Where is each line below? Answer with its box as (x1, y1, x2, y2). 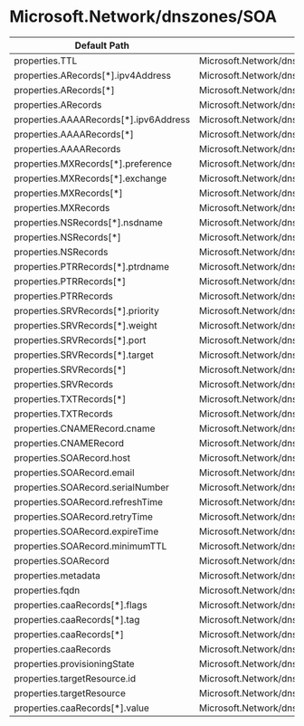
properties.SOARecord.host (14, 451, 131, 463)
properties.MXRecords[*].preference (14, 157, 173, 169)
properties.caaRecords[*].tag (14, 613, 140, 626)
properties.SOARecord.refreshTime (14, 495, 164, 508)
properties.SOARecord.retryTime (14, 510, 154, 522)
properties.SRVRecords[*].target (14, 349, 154, 361)
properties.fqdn (14, 584, 81, 597)
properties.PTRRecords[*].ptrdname (14, 260, 170, 272)
